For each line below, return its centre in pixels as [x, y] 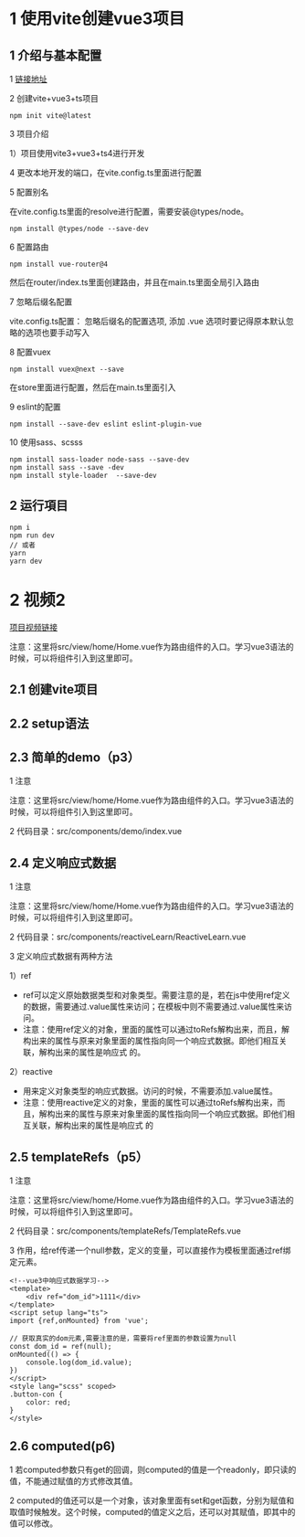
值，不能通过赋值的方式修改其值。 [74, 1480]
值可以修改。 [33, 1523]
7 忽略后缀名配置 [41, 302]
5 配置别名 [29, 192]
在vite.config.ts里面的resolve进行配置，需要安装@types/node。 [129, 212]
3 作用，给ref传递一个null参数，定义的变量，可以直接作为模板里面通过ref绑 [150, 1250]
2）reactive [31, 1072]
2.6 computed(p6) [63, 1446]
